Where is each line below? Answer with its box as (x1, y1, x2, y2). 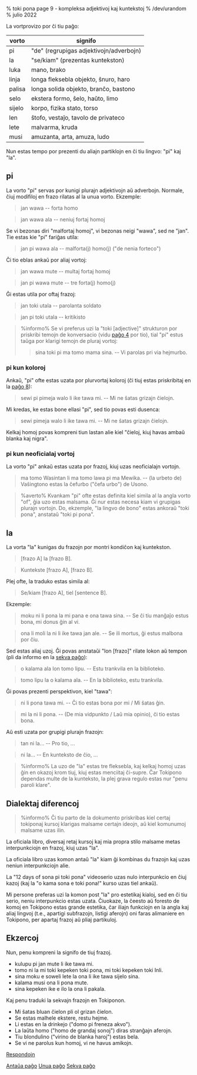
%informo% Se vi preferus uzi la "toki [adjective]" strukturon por (20, 325, 178, 332)
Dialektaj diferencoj (6, 798, 79, 809)
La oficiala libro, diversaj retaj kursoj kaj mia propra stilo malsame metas (6, 838, 181, 845)
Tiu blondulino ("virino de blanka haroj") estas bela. (14, 1033, 139, 1040)
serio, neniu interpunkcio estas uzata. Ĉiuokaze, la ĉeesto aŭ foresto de (6, 898, 180, 905)
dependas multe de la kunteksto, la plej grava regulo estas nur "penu (20, 775, 188, 782)
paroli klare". (20, 782, 51, 789)
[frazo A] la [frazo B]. (20, 555, 72, 562)
